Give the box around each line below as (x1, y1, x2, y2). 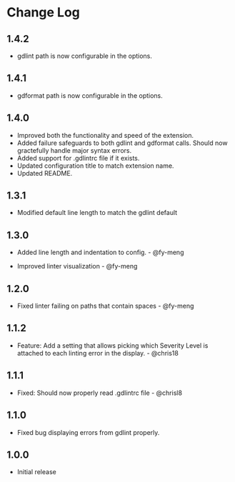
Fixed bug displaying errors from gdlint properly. (16, 428, 160, 436)
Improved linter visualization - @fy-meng (16, 262, 138, 271)
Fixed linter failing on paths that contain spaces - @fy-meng (16, 301, 194, 311)
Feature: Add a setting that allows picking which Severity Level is (16, 341, 209, 350)
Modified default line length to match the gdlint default (16, 209, 178, 217)
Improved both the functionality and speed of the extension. (16, 131, 194, 139)
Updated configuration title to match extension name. (16, 161, 174, 170)
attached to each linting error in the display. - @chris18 (16, 348, 179, 357)
